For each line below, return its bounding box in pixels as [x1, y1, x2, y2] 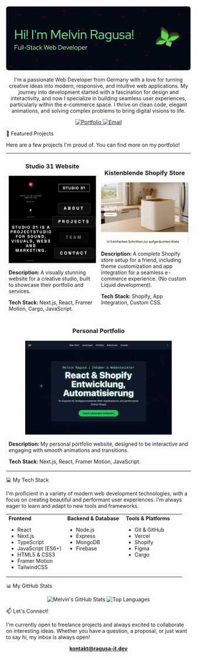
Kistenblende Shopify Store [104, 168, 185, 177]
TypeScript [17, 539, 44, 546]
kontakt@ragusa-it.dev [69, 645, 128, 652]
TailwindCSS [17, 564, 48, 571]
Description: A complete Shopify [101, 250, 181, 257]
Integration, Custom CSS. [101, 299, 162, 306]
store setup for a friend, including [101, 256, 182, 263]
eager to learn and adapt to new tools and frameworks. [6, 503, 139, 510]
